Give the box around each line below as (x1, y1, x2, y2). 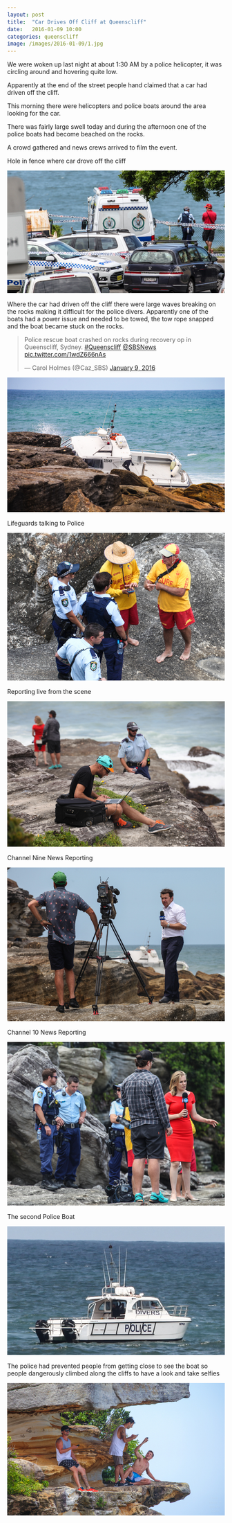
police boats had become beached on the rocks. (7, 130, 145, 139)
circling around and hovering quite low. (7, 68, 118, 76)
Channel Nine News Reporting (7, 853, 93, 862)
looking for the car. (7, 109, 61, 118)
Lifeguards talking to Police (7, 519, 85, 528)
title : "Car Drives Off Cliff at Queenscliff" (7, 18, 147, 26)
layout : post (7, 11, 45, 18)
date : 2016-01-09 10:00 (7, 26, 81, 33)
